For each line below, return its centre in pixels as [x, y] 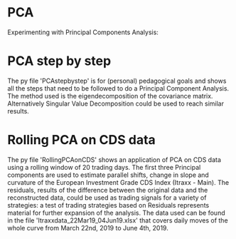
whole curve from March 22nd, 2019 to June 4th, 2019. [88, 228]
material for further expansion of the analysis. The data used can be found [116, 213]
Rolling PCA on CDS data [82, 140]
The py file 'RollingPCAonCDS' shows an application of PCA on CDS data [114, 159]
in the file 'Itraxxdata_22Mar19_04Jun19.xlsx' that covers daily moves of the [118, 220]
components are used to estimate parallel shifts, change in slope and [108, 175]
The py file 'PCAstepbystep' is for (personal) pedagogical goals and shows [117, 81]
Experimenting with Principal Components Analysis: [83, 32]
